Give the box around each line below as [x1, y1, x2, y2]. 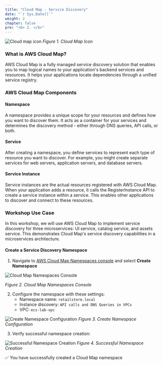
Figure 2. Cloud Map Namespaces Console [5, 282, 92, 288]
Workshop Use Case [5, 209, 54, 216]
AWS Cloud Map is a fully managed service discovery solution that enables [5, 62, 156, 68]
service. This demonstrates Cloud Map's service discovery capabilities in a [5, 231, 156, 237]
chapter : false [5, 20, 36, 26]
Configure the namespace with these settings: [12, 291, 105, 297]
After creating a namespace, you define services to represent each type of [5, 149, 155, 156]
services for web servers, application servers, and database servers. [5, 160, 143, 166]
